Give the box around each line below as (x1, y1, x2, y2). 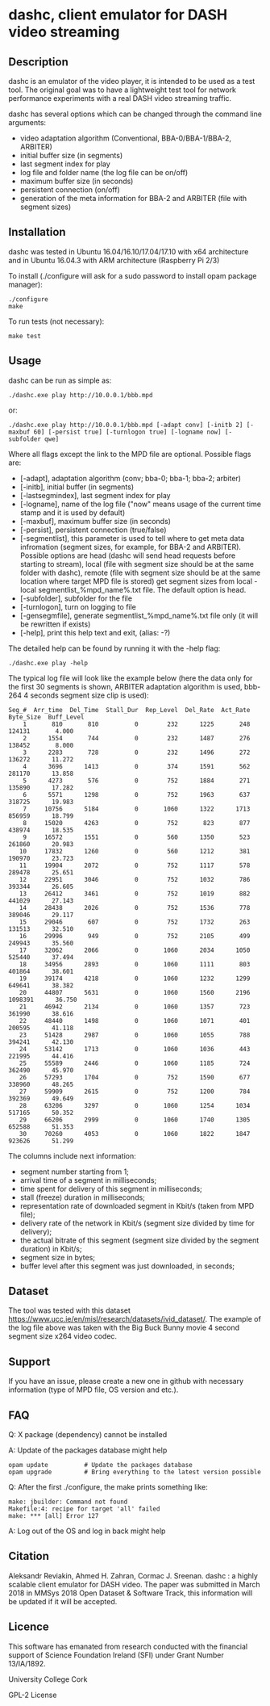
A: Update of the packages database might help (8, 1445, 168, 1455)
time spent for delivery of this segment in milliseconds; (19, 1184, 203, 1193)
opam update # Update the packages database (8, 1461, 193, 1469)
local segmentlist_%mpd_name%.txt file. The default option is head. (19, 585, 247, 594)
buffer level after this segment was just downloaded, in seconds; (19, 1261, 235, 1271)
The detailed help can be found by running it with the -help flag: (8, 643, 221, 653)
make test (8, 332, 42, 340)
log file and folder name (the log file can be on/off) (19, 168, 189, 177)
